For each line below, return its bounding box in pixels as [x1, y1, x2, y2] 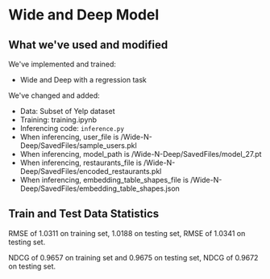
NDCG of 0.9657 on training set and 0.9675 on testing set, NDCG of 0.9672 [8, 252, 259, 262]
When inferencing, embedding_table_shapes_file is [19, 175, 189, 184]
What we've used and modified [8, 38, 168, 52]
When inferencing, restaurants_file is [19, 158, 143, 167]
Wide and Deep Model [8, 6, 160, 24]
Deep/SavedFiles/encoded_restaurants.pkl [19, 167, 162, 175]
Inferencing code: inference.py [19, 124, 125, 133]
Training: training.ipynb [19, 115, 98, 125]
